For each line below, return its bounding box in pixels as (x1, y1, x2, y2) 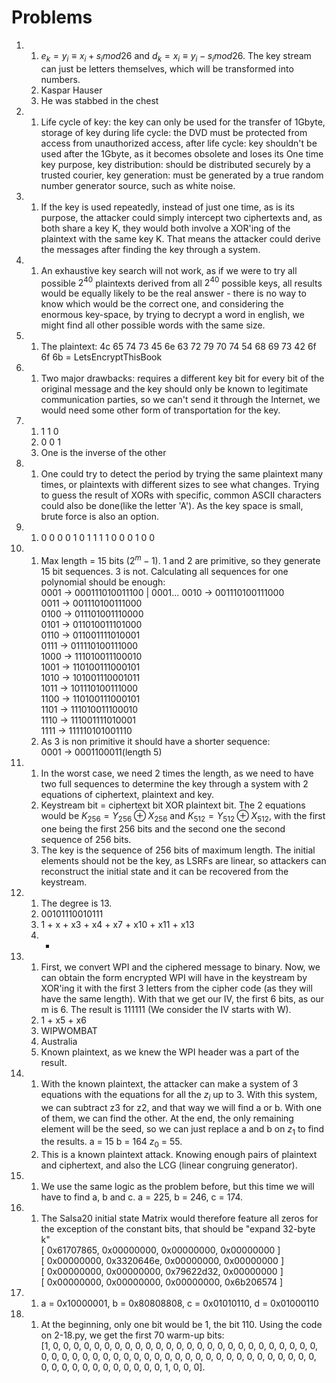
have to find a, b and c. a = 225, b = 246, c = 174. (40, 1191, 244, 1203)
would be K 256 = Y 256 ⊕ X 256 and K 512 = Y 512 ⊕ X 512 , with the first (40, 810, 326, 824)
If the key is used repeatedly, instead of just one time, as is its (40, 201, 295, 213)
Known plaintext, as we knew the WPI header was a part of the (40, 1046, 300, 1058)
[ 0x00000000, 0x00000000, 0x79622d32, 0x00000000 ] (40, 1266, 284, 1278)
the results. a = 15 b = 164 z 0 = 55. (40, 1136, 183, 1150)
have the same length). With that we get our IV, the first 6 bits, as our (40, 992, 325, 1005)
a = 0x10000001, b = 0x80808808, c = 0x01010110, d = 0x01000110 (40, 1297, 319, 1310)
